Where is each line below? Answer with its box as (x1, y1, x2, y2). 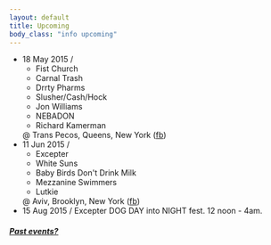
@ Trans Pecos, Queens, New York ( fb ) (21, 130, 167, 141)
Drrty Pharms (35, 82, 86, 94)
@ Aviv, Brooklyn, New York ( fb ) (21, 196, 141, 207)
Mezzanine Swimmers (35, 177, 118, 188)
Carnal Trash (35, 73, 83, 84)
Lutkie (35, 186, 59, 197)
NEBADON (35, 110, 75, 121)
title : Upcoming (9, 21, 70, 30)
